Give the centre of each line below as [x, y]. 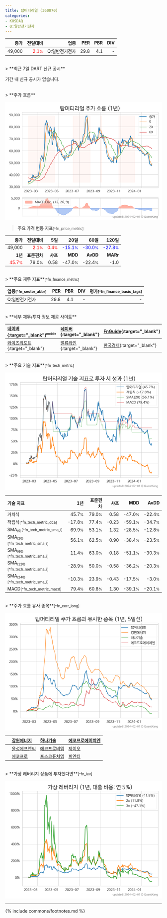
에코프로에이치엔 [84, 740]
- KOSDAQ [14, 21]
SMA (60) [15, 550]
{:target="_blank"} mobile [32, 335]
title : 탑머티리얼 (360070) [32, 10]
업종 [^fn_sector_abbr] [27, 291]
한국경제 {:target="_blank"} [130, 345]
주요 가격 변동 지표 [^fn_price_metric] [50, 228]
